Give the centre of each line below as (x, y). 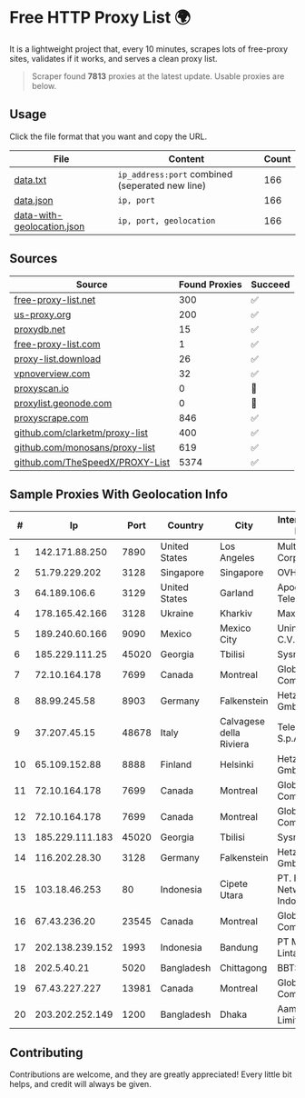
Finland (176, 764)
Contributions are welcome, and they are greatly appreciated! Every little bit (151, 1074)
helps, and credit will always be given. (80, 1084)
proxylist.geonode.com (63, 403)
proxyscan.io (42, 388)
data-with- (39, 215)
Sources (34, 259)
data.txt (30, 180)
